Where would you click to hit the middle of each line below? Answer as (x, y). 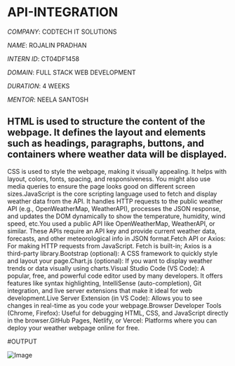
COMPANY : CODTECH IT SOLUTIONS (62, 32)
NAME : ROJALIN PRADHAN (47, 45)
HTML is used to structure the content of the (106, 122)
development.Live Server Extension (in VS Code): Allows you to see (105, 298)
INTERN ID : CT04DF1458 (43, 59)
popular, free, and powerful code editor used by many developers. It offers (115, 276)
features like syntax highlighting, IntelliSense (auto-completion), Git (105, 283)
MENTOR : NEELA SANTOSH (48, 100)
